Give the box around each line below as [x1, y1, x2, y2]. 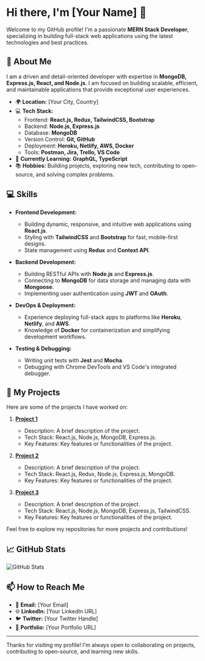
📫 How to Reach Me [6, 581, 85, 592]
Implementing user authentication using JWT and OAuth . [24, 289, 169, 297]
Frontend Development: [15, 208, 77, 216]
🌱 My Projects [6, 387, 60, 397]
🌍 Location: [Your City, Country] [15, 98, 99, 105]
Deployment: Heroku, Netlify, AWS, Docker [24, 142, 134, 149]
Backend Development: [15, 258, 76, 266]
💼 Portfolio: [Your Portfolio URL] [15, 624, 96, 631]
